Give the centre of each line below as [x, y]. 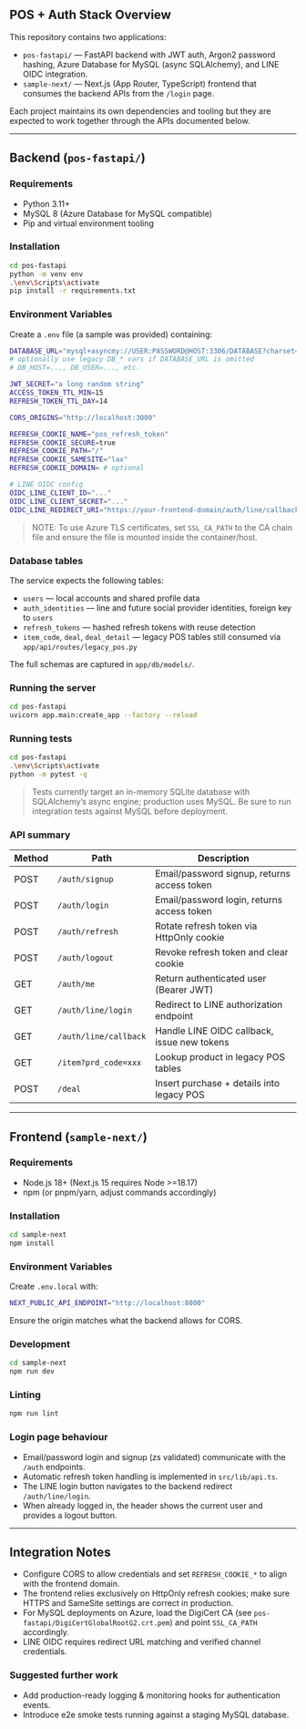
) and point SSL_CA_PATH [214, 1622]
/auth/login [83, 906]
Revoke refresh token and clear [221, 952]
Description [224, 859]
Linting [25, 1395]
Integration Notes [60, 1552]
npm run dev [32, 1372]
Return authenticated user [210, 979]
